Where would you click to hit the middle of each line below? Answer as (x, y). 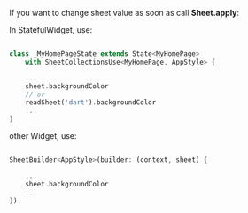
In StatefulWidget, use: (51, 30)
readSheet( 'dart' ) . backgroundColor (91, 103)
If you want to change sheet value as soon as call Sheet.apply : (124, 13)
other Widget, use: (43, 136)
